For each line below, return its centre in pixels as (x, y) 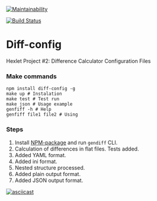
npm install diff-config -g (41, 89)
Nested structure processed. (50, 167)
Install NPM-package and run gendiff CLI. (66, 142)
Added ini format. (36, 161)
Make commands (32, 76)
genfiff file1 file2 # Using (42, 115)
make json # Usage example (39, 104)
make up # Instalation (34, 94)
